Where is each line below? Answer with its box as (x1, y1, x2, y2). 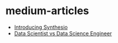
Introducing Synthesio (14, 24, 68, 31)
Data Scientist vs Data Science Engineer (14, 29, 112, 37)
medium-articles (5, 4, 90, 18)
